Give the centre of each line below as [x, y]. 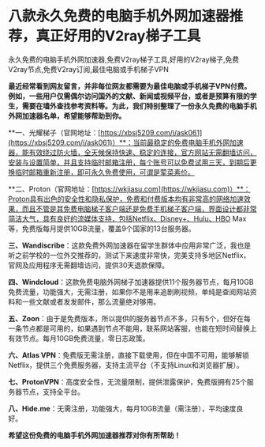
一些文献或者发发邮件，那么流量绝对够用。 [91, 301]
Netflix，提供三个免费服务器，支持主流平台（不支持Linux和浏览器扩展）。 [126, 365]
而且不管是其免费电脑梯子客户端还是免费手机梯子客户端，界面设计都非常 [139, 208]
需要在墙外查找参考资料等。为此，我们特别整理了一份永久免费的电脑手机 [139, 106]
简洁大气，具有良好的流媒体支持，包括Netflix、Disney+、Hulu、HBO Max [127, 218]
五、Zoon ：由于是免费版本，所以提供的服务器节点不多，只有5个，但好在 [126, 318]
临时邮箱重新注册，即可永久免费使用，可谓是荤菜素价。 [105, 172]
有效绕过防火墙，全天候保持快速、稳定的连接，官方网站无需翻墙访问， [143, 152]
